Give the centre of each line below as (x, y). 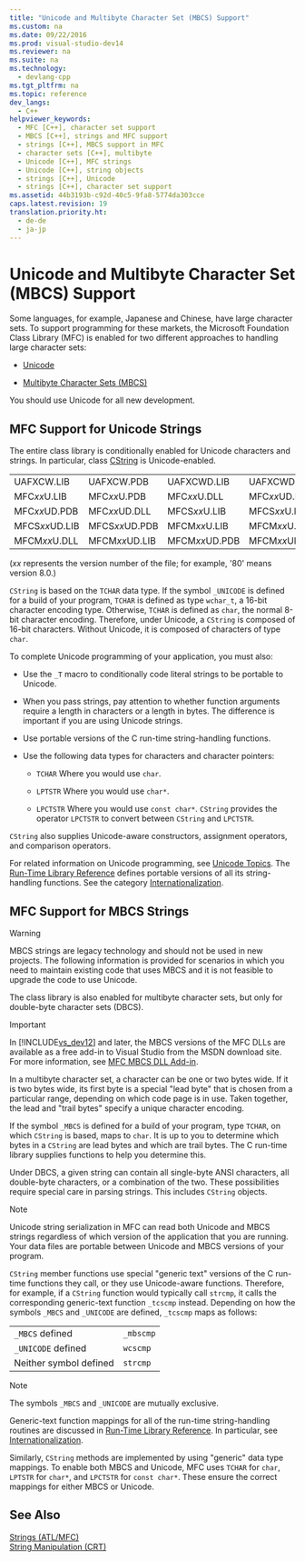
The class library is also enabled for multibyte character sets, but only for (146, 997)
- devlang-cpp (44, 77)
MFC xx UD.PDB (46, 512)
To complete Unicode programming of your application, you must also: (142, 656)
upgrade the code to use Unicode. (74, 980)
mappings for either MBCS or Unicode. (82, 1486)
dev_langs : (30, 102)
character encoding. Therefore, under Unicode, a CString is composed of (158, 620)
